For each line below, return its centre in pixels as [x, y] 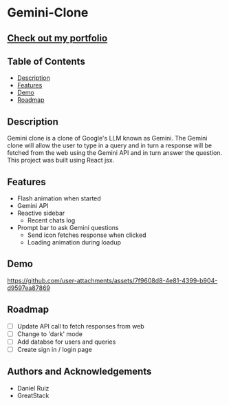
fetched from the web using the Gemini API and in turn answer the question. [115, 153]
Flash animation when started [59, 198]
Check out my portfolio [57, 38]
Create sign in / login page [55, 349]
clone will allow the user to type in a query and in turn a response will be [109, 145]
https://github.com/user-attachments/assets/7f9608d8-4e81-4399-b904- [112, 280]
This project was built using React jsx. [61, 160]
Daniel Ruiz [33, 388]
